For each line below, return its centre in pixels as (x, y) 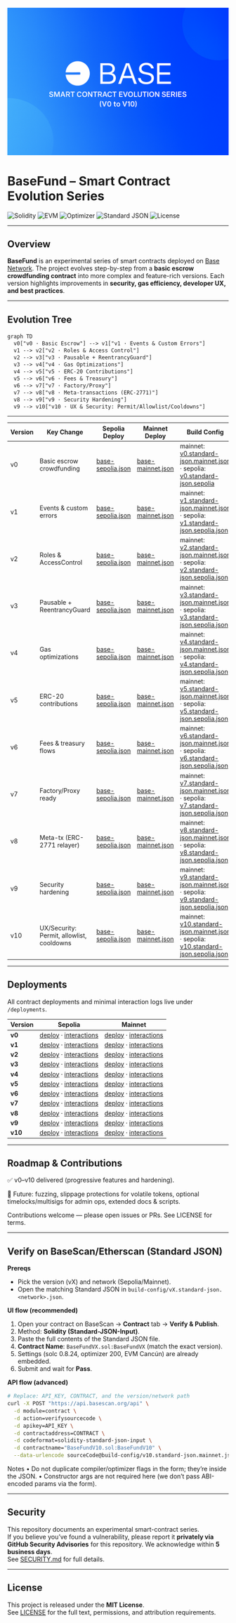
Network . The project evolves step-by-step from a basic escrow (101, 268)
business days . (30, 1551)
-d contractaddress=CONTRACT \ (59, 1433)
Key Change (65, 432)
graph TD (20, 337)
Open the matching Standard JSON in (72, 1289)
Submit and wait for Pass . (55, 1369)
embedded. (34, 1361)
